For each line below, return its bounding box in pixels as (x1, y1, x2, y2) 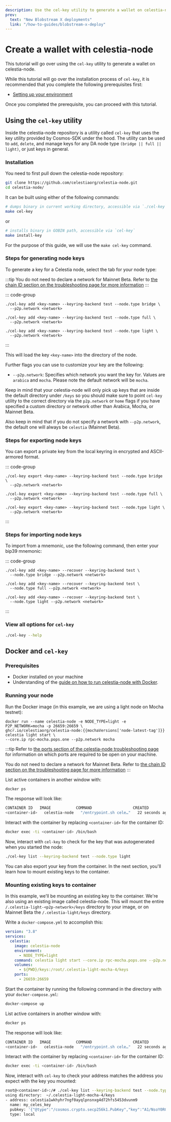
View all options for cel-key (5, 621, 74, 628)
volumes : (14, 962, 33, 968)
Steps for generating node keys (5, 255, 85, 262)
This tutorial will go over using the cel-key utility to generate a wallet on (5, 61, 155, 67)
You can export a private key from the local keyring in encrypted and (5, 448, 149, 455)
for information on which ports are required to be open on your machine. (5, 751, 157, 757)
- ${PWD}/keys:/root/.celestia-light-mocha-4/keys (18, 967, 129, 972)
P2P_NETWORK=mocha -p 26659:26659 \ (5, 723, 83, 729)
